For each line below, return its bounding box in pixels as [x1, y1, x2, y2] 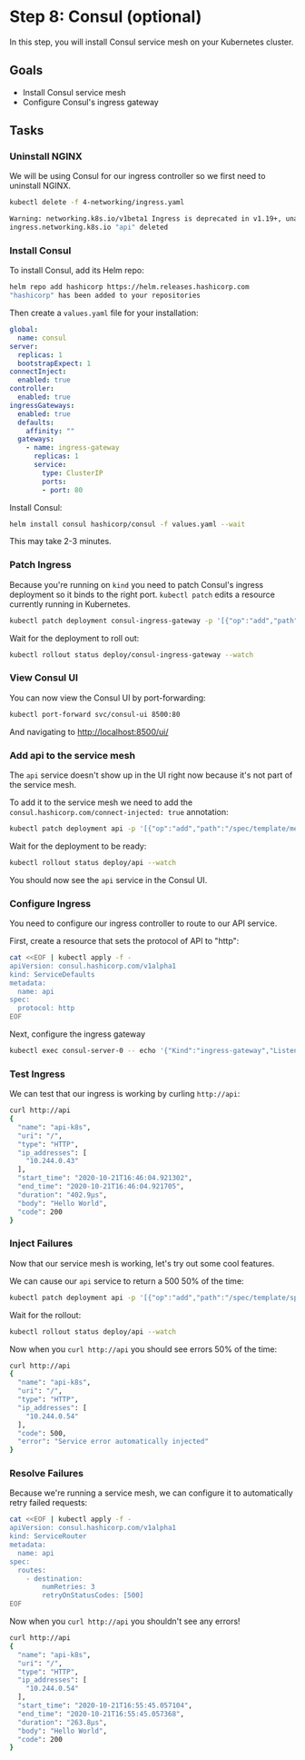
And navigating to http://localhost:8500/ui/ [9, 726, 169, 737]
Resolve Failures [9, 1467, 84, 1480]
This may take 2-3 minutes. [9, 536, 112, 547]
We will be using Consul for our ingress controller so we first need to [9, 171, 266, 182]
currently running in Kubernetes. [9, 598, 131, 610]
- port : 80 [42, 485, 84, 494]
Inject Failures [9, 1238, 74, 1250]
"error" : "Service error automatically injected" [17, 1437, 209, 1447]
